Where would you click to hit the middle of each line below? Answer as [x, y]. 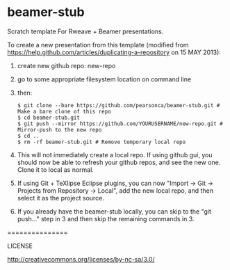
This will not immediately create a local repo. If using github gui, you [115, 154]
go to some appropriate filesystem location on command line [104, 79]
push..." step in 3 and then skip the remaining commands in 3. [106, 219]
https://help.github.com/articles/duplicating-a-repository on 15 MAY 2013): [114, 52]
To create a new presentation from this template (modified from [98, 45]
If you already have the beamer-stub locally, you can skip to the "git [114, 211]
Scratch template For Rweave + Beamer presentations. [85, 31]
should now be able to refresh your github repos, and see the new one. [119, 162]
